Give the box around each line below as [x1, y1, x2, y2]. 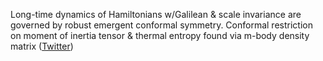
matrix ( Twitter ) [10, 40, 74, 52]
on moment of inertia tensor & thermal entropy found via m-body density [10, 30, 310, 41]
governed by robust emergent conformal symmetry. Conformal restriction [10, 19, 313, 31]
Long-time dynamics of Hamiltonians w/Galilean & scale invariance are [10, 9, 302, 20]
